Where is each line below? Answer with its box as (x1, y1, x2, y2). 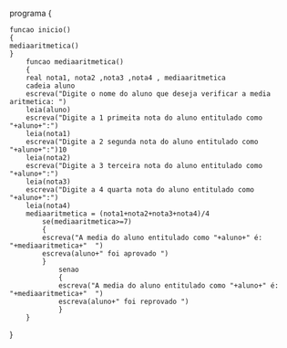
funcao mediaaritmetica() (26, 58, 125, 67)
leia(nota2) (26, 153, 71, 163)
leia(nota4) (26, 201, 71, 210)
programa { (9, 8, 52, 18)
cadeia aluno (26, 81, 76, 90)
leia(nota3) (26, 177, 71, 186)
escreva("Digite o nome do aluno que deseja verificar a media (26, 90, 272, 99)
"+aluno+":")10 (9, 145, 67, 154)
